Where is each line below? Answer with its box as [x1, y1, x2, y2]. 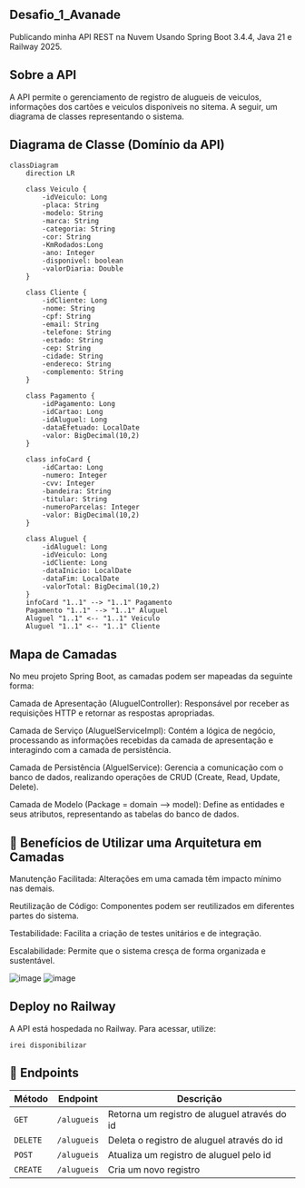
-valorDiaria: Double [42, 264, 124, 273]
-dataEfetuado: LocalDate [42, 423, 141, 432]
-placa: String [42, 201, 100, 210]
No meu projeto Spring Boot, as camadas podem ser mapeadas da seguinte [9, 671, 293, 682]
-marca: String [42, 217, 100, 226]
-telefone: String [42, 328, 112, 337]
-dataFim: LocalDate [42, 574, 120, 584]
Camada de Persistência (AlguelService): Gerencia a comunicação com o [9, 762, 284, 773]
